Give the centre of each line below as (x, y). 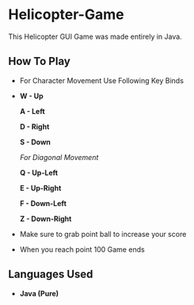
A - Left (32, 111)
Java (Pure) (39, 293)
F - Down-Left (43, 203)
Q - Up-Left (38, 173)
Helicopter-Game (66, 15)
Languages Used (51, 274)
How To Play (40, 61)
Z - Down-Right (46, 219)
